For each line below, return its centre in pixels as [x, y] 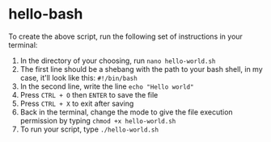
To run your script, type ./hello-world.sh [89, 129]
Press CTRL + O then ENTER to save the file [89, 94]
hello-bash [46, 14]
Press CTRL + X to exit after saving [77, 103]
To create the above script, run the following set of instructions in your [125, 36]
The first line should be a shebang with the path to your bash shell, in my [141, 69]
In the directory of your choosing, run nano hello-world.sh [118, 61]
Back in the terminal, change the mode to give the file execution [126, 112]
